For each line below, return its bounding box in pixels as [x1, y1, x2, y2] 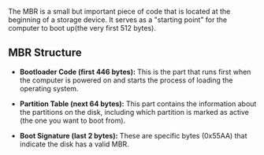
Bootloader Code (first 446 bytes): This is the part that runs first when [19, 67, 251, 76]
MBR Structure [8, 46, 82, 60]
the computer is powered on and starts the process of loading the [19, 75, 233, 85]
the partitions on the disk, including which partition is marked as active [19, 107, 250, 116]
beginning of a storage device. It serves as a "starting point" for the [8, 15, 227, 24]
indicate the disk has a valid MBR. [19, 139, 129, 149]
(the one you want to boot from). [19, 116, 126, 125]
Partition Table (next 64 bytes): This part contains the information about [19, 98, 257, 109]
